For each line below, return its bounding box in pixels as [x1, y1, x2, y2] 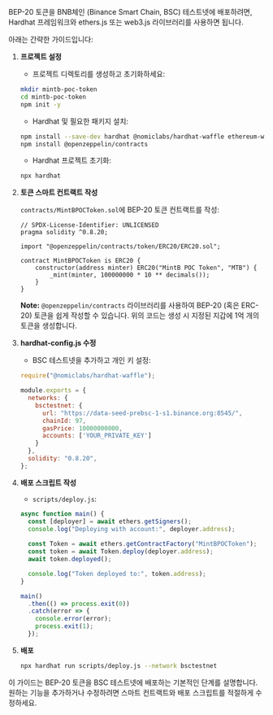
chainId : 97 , [41, 416, 87, 425]
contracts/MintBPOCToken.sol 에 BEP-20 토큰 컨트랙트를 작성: [19, 205, 219, 215]
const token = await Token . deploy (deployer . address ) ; [28, 547, 214, 556]
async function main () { [19, 509, 105, 518]
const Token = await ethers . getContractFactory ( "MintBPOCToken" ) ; [28, 540, 258, 548]
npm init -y [19, 100, 61, 108]
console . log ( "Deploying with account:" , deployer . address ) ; [28, 525, 236, 533]
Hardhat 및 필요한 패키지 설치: [32, 116, 128, 126]
